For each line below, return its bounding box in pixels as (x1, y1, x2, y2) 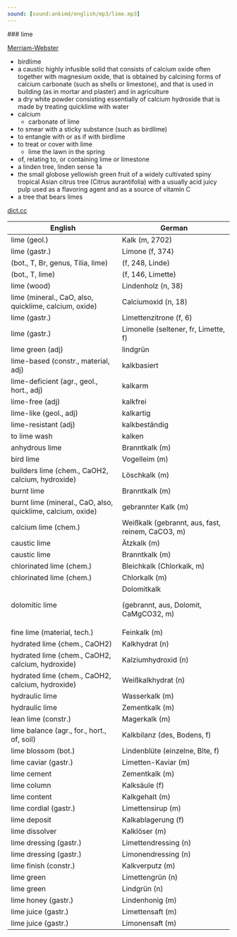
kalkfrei (121, 397, 147, 407)
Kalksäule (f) (121, 780, 164, 790)
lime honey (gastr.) (11, 895, 74, 905)
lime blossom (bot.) (11, 745, 75, 755)
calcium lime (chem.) (11, 522, 81, 532)
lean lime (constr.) (11, 714, 72, 723)
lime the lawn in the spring (28, 147, 105, 156)
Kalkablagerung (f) (121, 815, 185, 825)
